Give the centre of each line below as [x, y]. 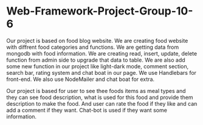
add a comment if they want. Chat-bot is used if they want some [87, 110]
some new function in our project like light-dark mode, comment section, [98, 66]
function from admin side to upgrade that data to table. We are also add [96, 60]
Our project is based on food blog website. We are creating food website [97, 40]
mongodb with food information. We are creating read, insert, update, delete [102, 53]
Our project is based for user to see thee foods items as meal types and [96, 91]
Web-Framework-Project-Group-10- [100, 11]
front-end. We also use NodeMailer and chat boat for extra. [81, 79]
